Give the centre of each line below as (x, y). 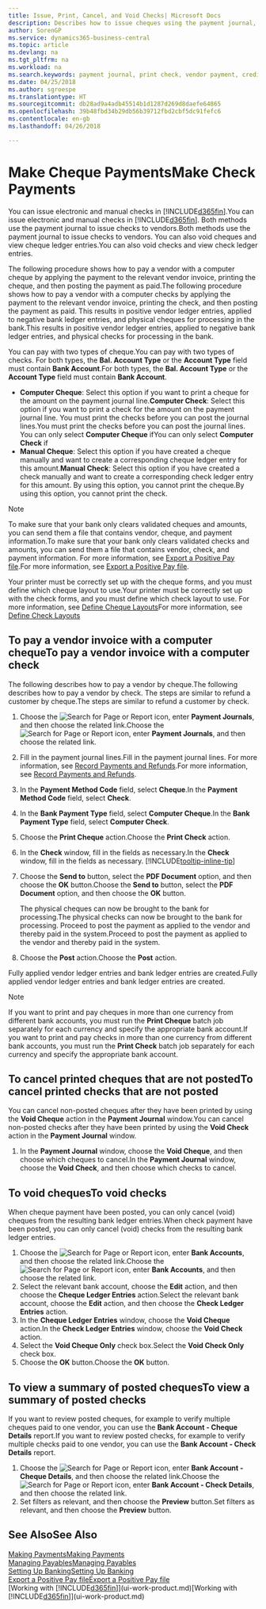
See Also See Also (53, 1535)
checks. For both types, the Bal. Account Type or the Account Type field (128, 360)
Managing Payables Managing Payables (72, 1562)
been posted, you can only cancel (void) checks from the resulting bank (125, 1229)
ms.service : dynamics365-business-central (79, 38)
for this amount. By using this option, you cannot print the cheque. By (132, 485)
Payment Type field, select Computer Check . (95, 821)
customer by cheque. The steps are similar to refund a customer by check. (129, 701)
